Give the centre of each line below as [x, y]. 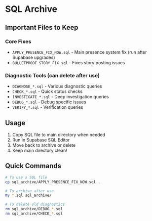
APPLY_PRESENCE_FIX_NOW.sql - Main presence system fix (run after [79, 52]
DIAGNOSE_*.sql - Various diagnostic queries [57, 86]
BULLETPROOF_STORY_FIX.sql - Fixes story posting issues [69, 62]
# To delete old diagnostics [35, 204]
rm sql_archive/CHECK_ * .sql [34, 214]
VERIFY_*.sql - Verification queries [48, 107]
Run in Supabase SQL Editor [41, 140]
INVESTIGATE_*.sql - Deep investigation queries [60, 97]
